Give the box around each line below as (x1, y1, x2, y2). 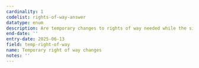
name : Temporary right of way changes (6, 47, 102, 53)
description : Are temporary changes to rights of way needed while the (6, 25, 187, 31)
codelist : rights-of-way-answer (6, 14, 86, 20)
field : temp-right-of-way (6, 42, 70, 48)
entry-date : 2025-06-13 (6, 36, 65, 42)
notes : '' (6, 53, 31, 59)
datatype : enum (6, 20, 44, 25)
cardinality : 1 (6, 8, 44, 15)
